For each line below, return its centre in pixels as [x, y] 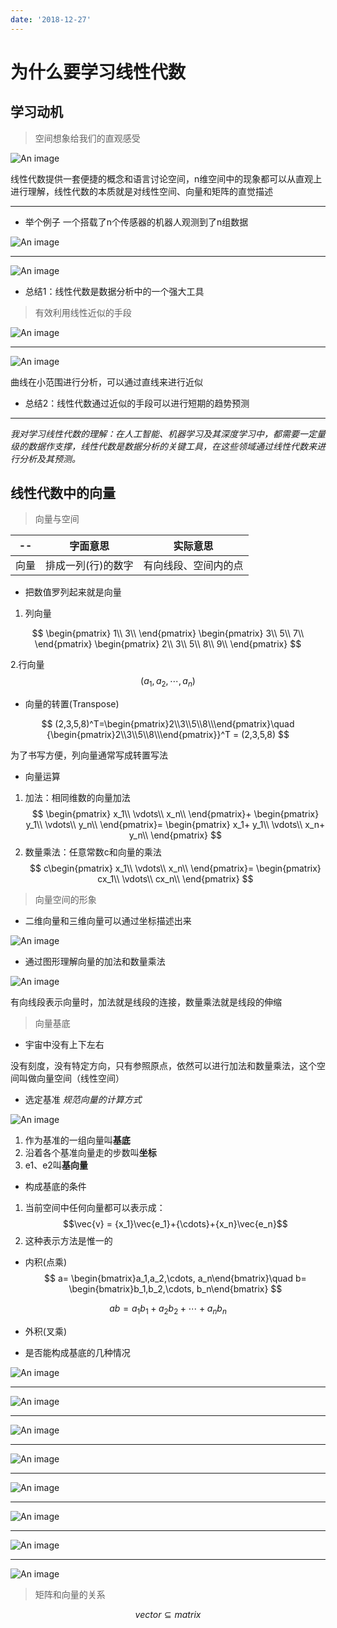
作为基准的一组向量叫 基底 [77, 1140]
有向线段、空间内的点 [193, 566]
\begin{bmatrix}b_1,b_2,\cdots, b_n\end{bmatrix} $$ [175, 1289]
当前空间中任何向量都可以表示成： [95, 1208]
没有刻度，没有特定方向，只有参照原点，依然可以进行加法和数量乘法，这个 [163, 1066]
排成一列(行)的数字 [89, 566]
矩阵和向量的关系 [70, 1595]
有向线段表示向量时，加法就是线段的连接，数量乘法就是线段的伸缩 [146, 1002]
